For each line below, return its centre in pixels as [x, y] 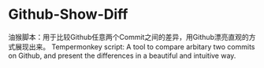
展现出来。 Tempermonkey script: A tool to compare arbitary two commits [135, 47]
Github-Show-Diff [68, 14]
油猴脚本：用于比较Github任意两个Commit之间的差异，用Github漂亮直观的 [129, 37]
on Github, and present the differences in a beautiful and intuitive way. [122, 55]
